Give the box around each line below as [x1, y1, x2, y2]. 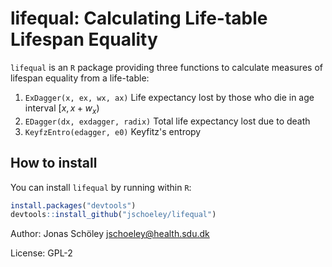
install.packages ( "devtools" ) [10, 200, 137, 211]
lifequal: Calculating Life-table [10, 7, 268, 30]
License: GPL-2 [10, 247, 73, 259]
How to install [10, 155, 98, 172]
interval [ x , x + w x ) [24, 102, 100, 116]
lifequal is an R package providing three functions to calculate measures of [10, 61, 323, 73]
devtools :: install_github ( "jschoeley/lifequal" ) [10, 210, 217, 220]
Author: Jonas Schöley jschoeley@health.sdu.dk [10, 228, 210, 240]
